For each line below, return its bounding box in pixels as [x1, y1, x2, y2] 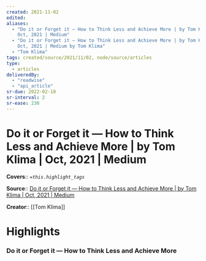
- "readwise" [12, 77, 45, 83]
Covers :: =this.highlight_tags [6, 173, 85, 180]
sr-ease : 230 [6, 100, 40, 106]
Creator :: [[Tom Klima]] [6, 203, 66, 210]
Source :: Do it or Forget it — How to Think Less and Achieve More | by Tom [6, 184, 197, 192]
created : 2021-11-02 [6, 9, 59, 15]
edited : [6, 15, 26, 21]
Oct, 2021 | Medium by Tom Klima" [17, 43, 105, 50]
